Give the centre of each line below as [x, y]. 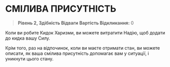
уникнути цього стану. [29, 58]
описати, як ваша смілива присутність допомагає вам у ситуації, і [77, 53]
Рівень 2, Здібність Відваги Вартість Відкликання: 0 [76, 23]
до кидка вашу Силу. [28, 38]
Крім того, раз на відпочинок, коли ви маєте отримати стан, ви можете [83, 48]
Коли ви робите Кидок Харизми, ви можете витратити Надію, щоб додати [85, 32]
